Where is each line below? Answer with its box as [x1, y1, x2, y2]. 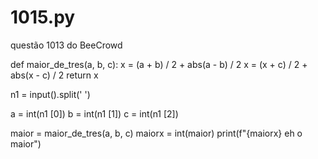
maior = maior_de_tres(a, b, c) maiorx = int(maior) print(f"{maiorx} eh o [10, 127, 303, 139]
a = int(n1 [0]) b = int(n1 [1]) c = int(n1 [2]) [10, 107, 179, 120]
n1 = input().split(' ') [10, 88, 91, 100]
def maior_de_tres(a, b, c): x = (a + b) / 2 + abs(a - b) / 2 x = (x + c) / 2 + [10, 58, 308, 70]
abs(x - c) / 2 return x [10, 69, 99, 81]
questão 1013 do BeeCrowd [10, 39, 123, 51]
